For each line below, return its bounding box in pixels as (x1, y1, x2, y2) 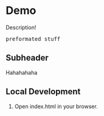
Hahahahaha (5, 69, 38, 76)
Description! (5, 24, 36, 31)
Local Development (5, 86, 81, 97)
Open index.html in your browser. (14, 103, 98, 110)
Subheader (5, 53, 49, 63)
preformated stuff (5, 35, 61, 43)
